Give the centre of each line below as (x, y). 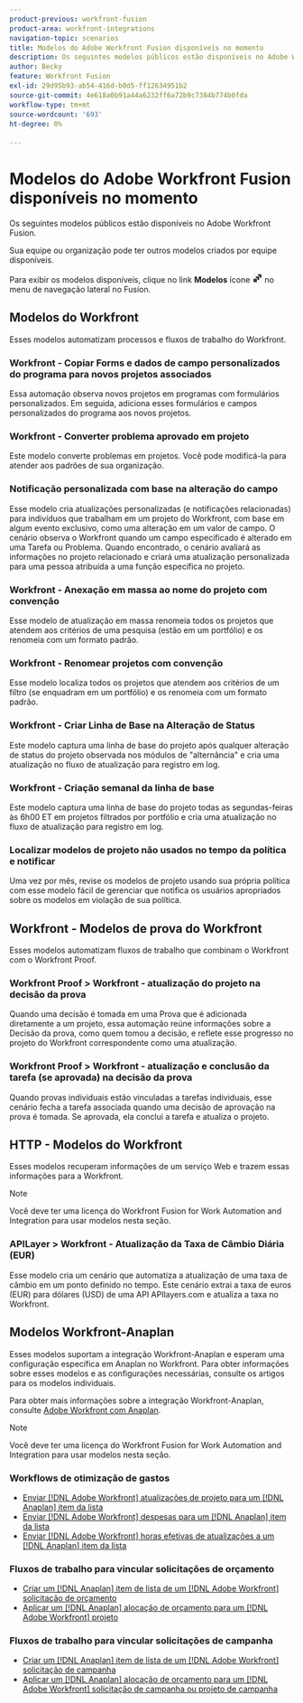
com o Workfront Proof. (53, 960)
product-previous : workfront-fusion (78, 19)
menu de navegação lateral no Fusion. (80, 290)
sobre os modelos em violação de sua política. (96, 900)
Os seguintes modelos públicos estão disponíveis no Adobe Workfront (140, 223)
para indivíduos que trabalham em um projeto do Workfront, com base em (147, 518)
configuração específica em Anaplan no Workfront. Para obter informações (149, 1363)
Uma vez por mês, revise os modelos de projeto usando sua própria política (150, 881)
